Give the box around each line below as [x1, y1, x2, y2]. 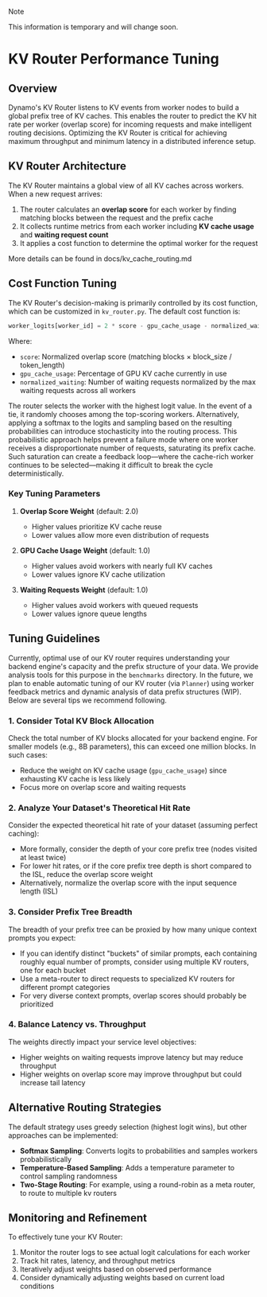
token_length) [19, 360, 65, 369]
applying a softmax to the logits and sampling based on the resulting [8, 418, 233, 427]
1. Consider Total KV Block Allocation [8, 715, 155, 726]
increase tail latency [19, 1077, 86, 1087]
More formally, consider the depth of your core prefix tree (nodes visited [19, 844, 257, 854]
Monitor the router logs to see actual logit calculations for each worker [19, 1248, 250, 1257]
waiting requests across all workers [19, 385, 137, 395]
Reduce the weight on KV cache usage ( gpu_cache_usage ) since [19, 765, 227, 775]
